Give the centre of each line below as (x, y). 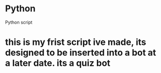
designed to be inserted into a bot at (81, 53)
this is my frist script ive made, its (76, 42)
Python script (19, 22)
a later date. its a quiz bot (58, 63)
